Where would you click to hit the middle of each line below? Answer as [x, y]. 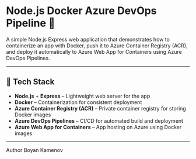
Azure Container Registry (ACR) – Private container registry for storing [100, 108]
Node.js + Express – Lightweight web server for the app [82, 96]
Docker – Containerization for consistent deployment [78, 102]
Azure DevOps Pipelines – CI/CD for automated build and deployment [99, 120]
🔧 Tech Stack [30, 82]
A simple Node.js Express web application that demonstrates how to [88, 39]
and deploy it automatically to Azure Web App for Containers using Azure [94, 51]
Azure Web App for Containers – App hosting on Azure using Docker [98, 127]
